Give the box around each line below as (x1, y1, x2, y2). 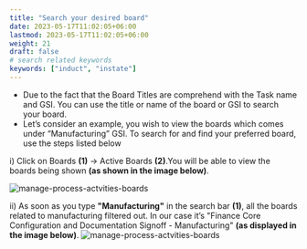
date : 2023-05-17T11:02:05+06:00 (9, 22, 137, 31)
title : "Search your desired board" (9, 13, 149, 23)
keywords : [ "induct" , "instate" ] (9, 65, 137, 74)
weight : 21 (9, 38, 51, 48)
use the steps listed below (22, 138, 122, 149)
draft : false (9, 47, 59, 57)
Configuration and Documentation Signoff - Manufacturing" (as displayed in (9, 220, 297, 231)
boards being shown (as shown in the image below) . (9, 165, 209, 176)
